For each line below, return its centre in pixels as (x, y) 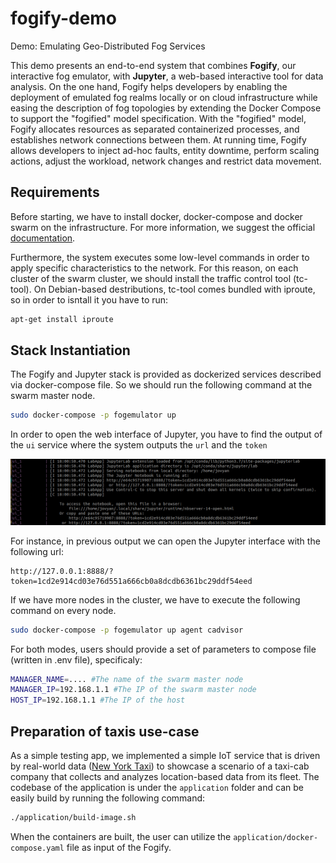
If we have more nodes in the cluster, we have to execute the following (155, 599)
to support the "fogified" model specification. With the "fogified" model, (158, 118)
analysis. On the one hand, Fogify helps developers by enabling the (149, 86)
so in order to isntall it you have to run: (89, 299)
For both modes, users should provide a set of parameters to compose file (163, 649)
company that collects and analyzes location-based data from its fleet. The (165, 776)
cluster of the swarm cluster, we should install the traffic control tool (151, 278)
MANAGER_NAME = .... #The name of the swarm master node (127, 679)
